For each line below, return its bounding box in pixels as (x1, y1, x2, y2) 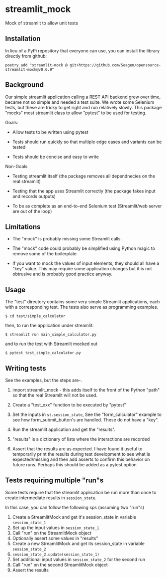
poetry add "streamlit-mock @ (5, 62, 68, 68)
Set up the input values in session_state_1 (12, 525, 99, 531)
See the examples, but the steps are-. (5, 378, 83, 383)
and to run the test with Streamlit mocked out (5, 341, 98, 347)
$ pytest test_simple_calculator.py (5, 351, 81, 356)
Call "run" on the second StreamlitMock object (12, 562, 108, 568)
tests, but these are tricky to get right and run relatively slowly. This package (5, 104, 162, 110)
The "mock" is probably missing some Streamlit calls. (12, 236, 122, 242)
